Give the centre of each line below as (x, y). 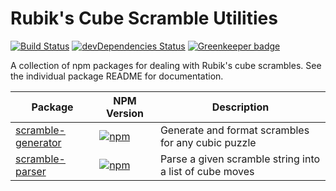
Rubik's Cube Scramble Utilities (144, 18)
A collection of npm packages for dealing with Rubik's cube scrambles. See (166, 65)
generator (38, 142)
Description (240, 107)
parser (31, 171)
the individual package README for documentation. (117, 76)
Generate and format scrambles (234, 130)
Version (125, 113)
